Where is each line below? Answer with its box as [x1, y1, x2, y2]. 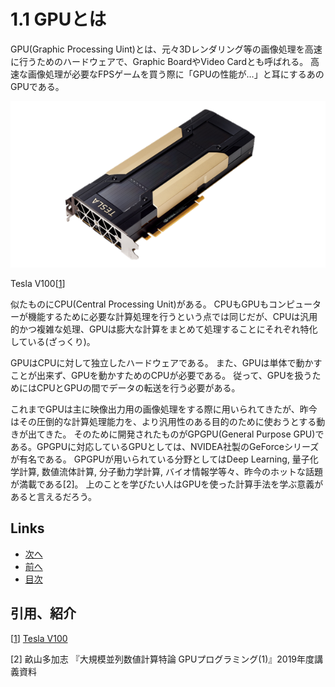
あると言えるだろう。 [10, 490, 97, 502]
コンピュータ [268, 298, 322, 310]
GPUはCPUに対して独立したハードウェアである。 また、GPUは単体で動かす [10, 356, 323, 369]
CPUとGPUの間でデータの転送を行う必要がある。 [36, 381, 241, 394]
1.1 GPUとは [10, 8, 107, 31]
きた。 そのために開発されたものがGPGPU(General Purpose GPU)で [44, 428, 325, 440]
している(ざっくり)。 [10, 335, 96, 347]
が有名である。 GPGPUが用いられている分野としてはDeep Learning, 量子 [10, 453, 310, 465]
